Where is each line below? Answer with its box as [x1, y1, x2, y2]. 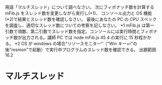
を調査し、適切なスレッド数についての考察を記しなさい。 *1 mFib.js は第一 [5, 22, 155, 28]
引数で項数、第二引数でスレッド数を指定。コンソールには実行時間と [5, 29, 141, 34]
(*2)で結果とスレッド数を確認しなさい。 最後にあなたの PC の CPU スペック [5, 17, 157, 22]
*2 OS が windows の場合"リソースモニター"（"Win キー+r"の [14, 41, 137, 46]
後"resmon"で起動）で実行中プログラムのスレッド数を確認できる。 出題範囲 [5, 47, 156, 52]
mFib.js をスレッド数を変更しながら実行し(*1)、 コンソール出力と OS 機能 [5, 10, 152, 16]
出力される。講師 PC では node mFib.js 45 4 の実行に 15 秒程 [21, 34, 143, 40]
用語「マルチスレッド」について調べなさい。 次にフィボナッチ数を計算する [5, 4, 155, 10]
